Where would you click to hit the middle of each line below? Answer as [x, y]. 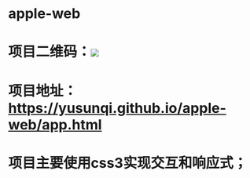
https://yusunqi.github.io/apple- [117, 108]
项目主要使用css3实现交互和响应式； [128, 163]
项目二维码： [50, 52]
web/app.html [55, 124]
